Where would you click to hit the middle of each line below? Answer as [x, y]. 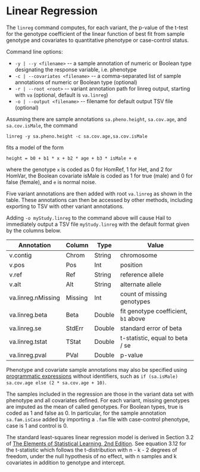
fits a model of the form [35, 147]
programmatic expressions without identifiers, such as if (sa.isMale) [92, 376]
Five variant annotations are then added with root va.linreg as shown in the [99, 193]
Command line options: [35, 51]
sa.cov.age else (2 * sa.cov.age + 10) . [56, 382]
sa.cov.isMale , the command [42, 125]
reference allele [142, 274]
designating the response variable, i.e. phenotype [76, 69]
